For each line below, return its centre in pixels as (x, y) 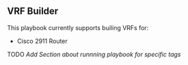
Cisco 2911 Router (42, 41)
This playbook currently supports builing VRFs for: (78, 27)
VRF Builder (33, 11)
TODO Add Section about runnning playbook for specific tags (94, 54)
